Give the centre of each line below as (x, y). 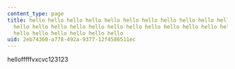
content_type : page (36, 14)
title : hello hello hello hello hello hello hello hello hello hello (111, 20)
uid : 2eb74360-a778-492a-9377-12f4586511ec (72, 40)
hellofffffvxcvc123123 (38, 59)
